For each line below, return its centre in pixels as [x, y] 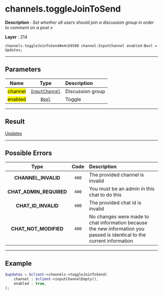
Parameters [23, 70]
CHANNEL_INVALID [37, 178]
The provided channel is [116, 175]
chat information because [118, 223]
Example [18, 263]
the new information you [117, 229]
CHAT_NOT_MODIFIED [37, 229]
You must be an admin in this [122, 189]
